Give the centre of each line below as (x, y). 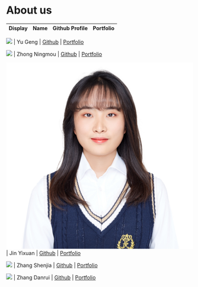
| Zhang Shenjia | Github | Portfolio (55, 265)
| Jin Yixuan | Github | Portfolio (44, 253)
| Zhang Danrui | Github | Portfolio (55, 277)
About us (29, 10)
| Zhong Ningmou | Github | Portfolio (58, 54)
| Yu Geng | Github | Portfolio (49, 41)
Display (18, 28)
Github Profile (70, 28)
